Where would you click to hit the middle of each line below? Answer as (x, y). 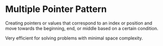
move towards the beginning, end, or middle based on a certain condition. (82, 28)
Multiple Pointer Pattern (56, 9)
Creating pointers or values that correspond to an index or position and (79, 23)
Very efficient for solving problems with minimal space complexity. (74, 38)
